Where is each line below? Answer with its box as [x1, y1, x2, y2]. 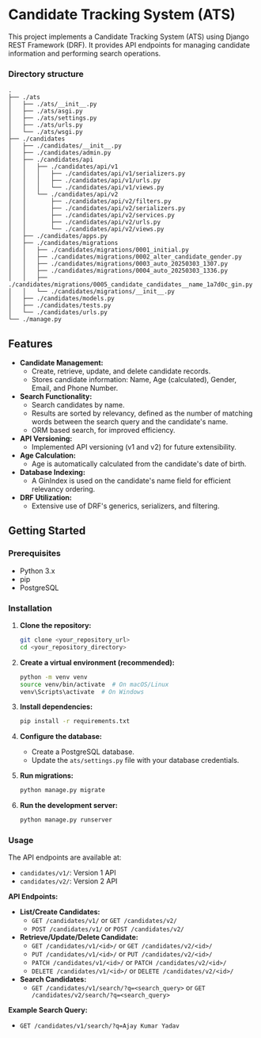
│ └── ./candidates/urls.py [8, 308, 108, 316]
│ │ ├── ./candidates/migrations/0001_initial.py [8, 246, 190, 255]
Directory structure [8, 68, 85, 79]
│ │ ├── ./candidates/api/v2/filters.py [8, 197, 172, 205]
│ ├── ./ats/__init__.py [8, 101, 97, 109]
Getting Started [8, 524, 86, 538]
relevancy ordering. [31, 485, 96, 494]
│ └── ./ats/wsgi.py [8, 128, 83, 136]
